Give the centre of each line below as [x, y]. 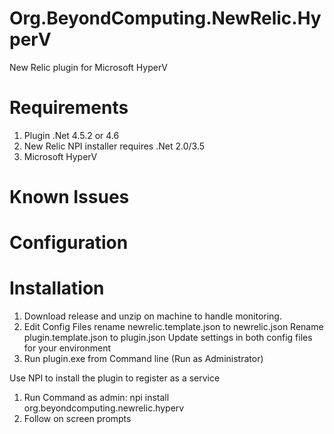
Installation [57, 288]
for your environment [67, 348]
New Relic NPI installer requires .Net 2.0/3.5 [114, 146]
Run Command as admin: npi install [96, 398]
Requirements [69, 108]
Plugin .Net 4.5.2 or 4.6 [71, 135]
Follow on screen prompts [77, 419]
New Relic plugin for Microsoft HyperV [88, 67]
